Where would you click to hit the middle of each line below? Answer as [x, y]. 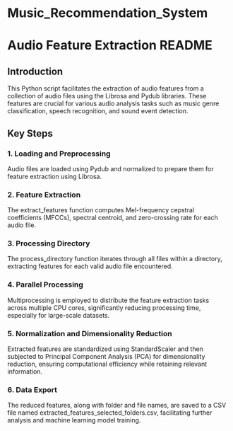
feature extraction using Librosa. [55, 176]
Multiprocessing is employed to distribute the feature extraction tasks [108, 300]
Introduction [35, 71]
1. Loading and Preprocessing [59, 154]
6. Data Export [32, 389]
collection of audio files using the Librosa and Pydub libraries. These [107, 96]
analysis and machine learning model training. [74, 420]
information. [25, 372]
